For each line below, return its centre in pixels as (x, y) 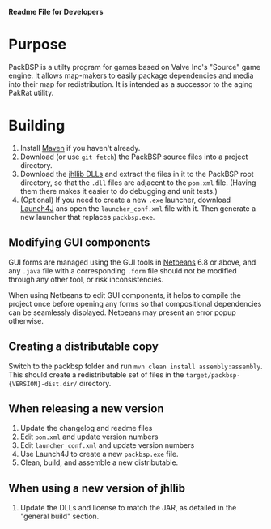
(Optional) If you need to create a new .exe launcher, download (125, 200)
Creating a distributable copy (84, 347)
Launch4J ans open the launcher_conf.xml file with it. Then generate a (138, 208)
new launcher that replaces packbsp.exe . (87, 217)
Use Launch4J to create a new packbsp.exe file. (100, 454)
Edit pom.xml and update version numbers (89, 437)
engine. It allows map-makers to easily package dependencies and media (131, 75)
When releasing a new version (86, 409)
